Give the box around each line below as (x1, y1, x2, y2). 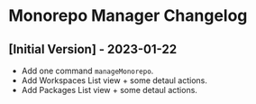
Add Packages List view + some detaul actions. (21, 85, 197, 95)
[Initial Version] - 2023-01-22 (8, 42, 178, 57)
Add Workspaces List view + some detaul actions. (21, 75, 208, 86)
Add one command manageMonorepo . (21, 65, 154, 76)
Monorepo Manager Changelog (8, 5, 248, 26)
